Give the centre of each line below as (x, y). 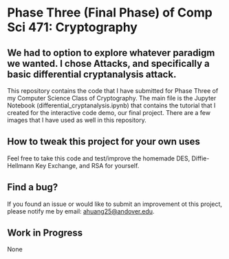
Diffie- (200, 158)
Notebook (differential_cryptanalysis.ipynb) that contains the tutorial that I (111, 105)
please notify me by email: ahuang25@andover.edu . (81, 211)
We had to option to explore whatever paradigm (111, 53)
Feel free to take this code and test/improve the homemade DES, (99, 158)
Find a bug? (33, 187)
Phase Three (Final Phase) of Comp (110, 13)
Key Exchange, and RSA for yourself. (87, 165)
